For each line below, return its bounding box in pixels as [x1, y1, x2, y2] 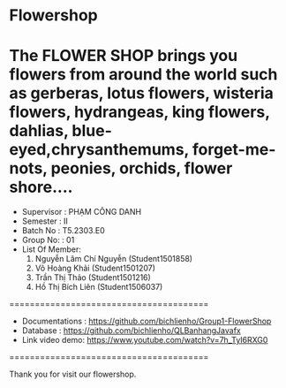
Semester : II [21, 216, 69, 226]
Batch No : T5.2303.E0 [21, 225, 105, 236]
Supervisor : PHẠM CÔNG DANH [21, 207, 142, 217]
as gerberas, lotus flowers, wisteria [9, 83, 274, 103]
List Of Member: [21, 244, 81, 255]
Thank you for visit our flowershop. [9, 369, 137, 380]
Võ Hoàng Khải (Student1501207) [34, 262, 156, 274]
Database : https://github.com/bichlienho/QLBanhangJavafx [21, 325, 241, 336]
